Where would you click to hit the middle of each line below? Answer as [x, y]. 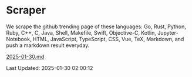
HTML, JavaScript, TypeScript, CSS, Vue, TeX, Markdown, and [108, 39]
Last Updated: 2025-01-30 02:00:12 [50, 68]
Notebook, [19, 39]
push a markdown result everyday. [48, 45]
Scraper [26, 10]
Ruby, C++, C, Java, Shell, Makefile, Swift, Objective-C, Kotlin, [81, 32]
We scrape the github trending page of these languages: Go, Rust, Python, [96, 26]
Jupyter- [168, 32]
